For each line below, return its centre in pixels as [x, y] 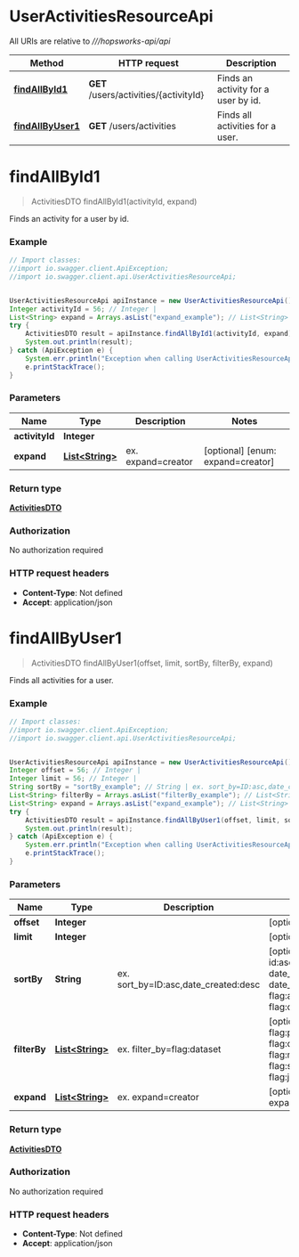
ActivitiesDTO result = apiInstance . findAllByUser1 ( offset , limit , [153, 820]
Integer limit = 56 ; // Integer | [73, 779]
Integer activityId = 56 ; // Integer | [83, 309]
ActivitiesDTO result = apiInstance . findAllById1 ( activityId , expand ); [161, 334]
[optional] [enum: [240, 450]
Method [47, 62]
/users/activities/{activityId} [146, 94]
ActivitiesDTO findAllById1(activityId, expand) [114, 201]
